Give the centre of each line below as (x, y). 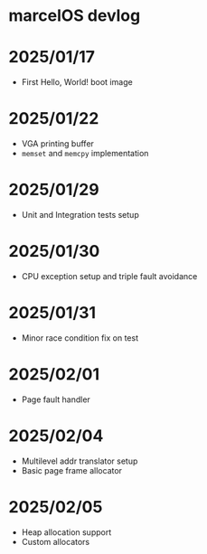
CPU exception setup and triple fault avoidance (109, 276)
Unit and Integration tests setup (80, 215)
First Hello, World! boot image (77, 82)
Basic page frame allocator (72, 470)
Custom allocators (56, 541)
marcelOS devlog (75, 16)
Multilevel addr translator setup (80, 461)
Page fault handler (56, 399)
